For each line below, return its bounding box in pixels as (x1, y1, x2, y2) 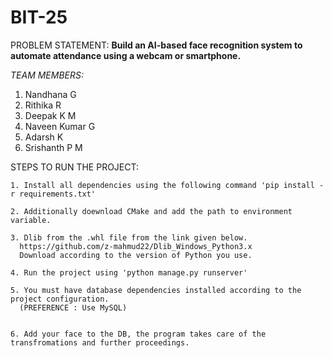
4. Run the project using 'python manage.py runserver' (10, 267, 248, 278)
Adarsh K (24, 131, 64, 143)
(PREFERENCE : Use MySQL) (19, 302, 128, 313)
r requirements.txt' (10, 189, 97, 199)
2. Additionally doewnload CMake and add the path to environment (10, 206, 293, 216)
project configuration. (10, 294, 110, 304)
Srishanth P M (24, 141, 83, 153)
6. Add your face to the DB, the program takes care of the (10, 329, 267, 339)
